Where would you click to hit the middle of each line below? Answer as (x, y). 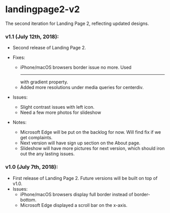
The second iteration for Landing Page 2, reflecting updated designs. (77, 23)
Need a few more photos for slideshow (60, 112)
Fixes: (19, 57)
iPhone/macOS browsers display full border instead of (76, 194)
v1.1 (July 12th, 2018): (32, 37)
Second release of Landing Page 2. (49, 48)
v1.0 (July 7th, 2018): (32, 167)
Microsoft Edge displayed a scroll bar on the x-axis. (74, 205)
